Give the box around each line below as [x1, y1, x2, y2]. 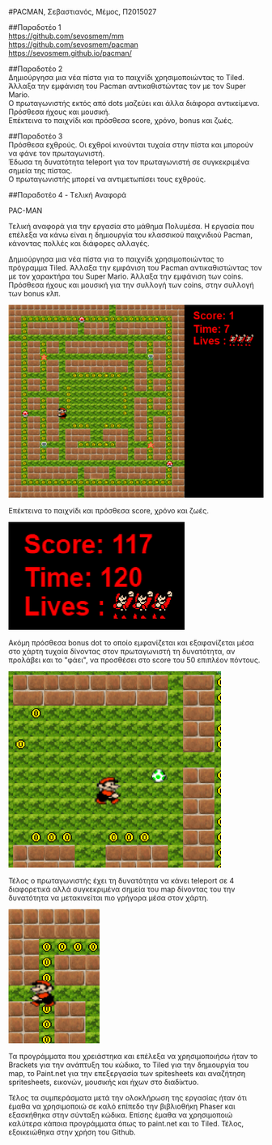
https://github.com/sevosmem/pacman [8, 40, 139, 49]
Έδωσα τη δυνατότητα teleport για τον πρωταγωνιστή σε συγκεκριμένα [8, 157, 249, 167]
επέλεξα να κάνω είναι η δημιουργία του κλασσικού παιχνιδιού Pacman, [8, 230, 253, 240]
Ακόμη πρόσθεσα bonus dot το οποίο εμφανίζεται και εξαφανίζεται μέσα [8, 638, 255, 648]
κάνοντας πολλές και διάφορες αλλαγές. [8, 239, 150, 248]
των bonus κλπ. [8, 289, 61, 298]
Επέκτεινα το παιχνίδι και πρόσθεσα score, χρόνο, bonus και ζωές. [8, 116, 234, 125]
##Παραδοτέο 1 [8, 23, 62, 32]
